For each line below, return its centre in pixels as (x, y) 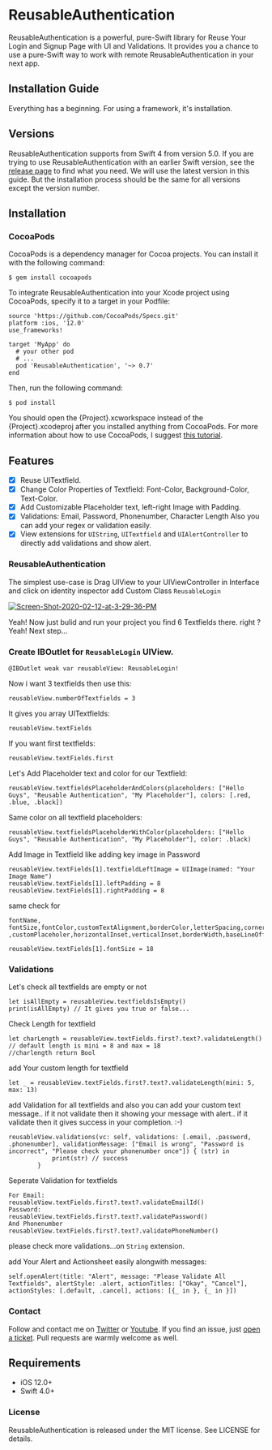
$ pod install (32, 403)
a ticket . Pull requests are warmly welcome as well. (93, 1337)
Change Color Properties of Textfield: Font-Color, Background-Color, (134, 489)
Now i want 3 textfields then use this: (70, 683)
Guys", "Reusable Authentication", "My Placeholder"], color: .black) (130, 839)
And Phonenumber (36, 1224)
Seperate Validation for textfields (63, 1181)
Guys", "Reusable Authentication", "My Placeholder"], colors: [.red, (130, 795)
